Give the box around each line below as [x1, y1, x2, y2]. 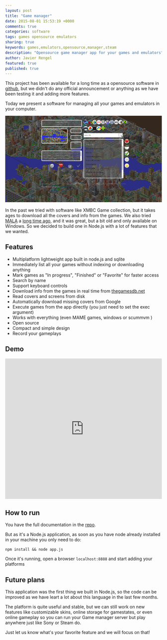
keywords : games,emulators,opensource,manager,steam [5, 45, 117, 50]
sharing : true [5, 40, 35, 45]
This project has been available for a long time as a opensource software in [5, 80, 159, 86]
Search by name [12, 277, 46, 283]
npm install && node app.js [5, 547, 64, 552]
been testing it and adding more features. [5, 91, 90, 97]
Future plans [5, 576, 45, 584]
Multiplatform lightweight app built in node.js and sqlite [12, 256, 125, 262]
